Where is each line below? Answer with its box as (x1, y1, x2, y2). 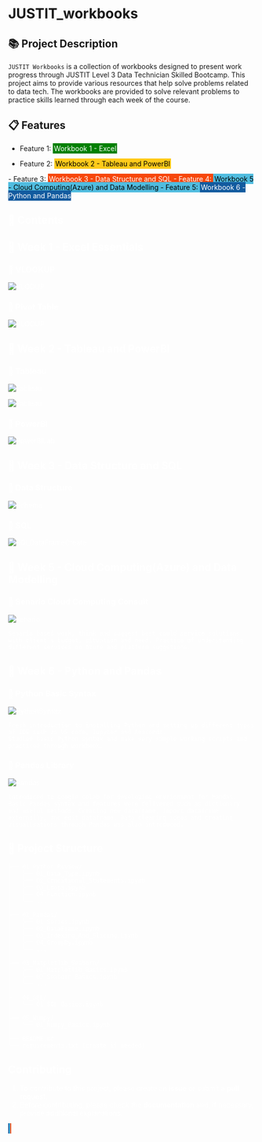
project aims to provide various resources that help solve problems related (8, 79, 249, 87)
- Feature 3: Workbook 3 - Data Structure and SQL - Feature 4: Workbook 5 (8, 174, 254, 183)
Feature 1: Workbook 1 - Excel (19, 143, 117, 153)
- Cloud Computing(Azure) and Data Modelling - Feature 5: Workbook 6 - (8, 182, 246, 192)
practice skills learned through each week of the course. (8, 95, 191, 105)
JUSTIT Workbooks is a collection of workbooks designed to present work (8, 62, 242, 71)
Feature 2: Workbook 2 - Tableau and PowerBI (19, 159, 171, 168)
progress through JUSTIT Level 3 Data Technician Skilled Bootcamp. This (8, 70, 246, 79)
